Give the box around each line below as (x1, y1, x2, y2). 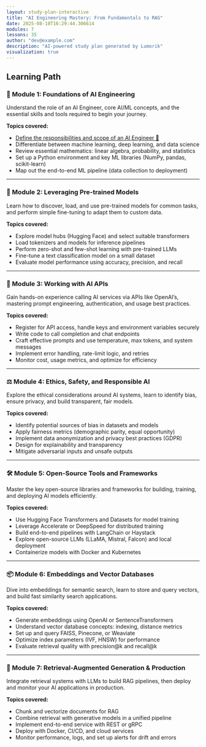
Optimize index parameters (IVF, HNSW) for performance (15, 636, 161, 643)
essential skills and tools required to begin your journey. (6, 110, 148, 118)
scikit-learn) (15, 160, 46, 168)
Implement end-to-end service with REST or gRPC (15, 721, 143, 728)
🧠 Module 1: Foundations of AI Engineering (6, 90, 135, 99)
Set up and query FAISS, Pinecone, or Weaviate (15, 629, 135, 637)
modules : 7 (6, 26, 34, 33)
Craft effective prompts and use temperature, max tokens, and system (15, 337, 193, 344)
